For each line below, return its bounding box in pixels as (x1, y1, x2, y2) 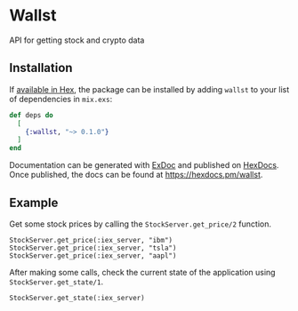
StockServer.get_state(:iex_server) (9, 293, 145, 302)
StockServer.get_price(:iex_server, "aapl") (9, 251, 177, 260)
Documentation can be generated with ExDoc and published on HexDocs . (9, 160, 279, 171)
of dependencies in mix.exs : (9, 93, 113, 104)
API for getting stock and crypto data (9, 35, 145, 45)
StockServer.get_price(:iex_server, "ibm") (9, 235, 173, 244)
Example (9, 195, 59, 210)
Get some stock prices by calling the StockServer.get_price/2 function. (9, 219, 272, 229)
